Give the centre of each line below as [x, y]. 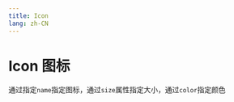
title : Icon [28, 16]
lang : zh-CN [28, 23]
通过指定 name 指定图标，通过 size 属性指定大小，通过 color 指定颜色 [117, 90]
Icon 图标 [39, 66]
